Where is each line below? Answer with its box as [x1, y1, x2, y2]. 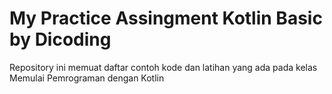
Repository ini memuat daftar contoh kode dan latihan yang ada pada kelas [9, 61, 318, 73]
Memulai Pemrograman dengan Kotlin [9, 72, 165, 84]
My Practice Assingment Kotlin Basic [9, 7, 323, 30]
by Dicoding [9, 28, 112, 51]
